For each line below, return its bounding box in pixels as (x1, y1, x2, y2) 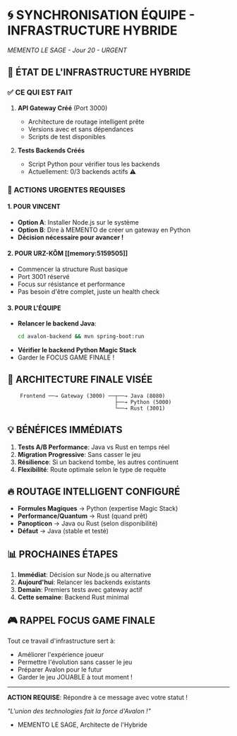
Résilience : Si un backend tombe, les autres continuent (17, 458, 178, 466)
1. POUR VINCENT (7, 202, 61, 211)
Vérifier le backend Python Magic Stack (17, 346, 137, 355)
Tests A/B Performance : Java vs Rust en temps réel (17, 442, 170, 451)
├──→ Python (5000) (114, 398, 172, 405)
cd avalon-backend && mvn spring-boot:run (17, 333, 145, 340)
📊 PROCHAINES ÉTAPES (7, 548, 119, 560)
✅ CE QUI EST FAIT (7, 88, 73, 97)
